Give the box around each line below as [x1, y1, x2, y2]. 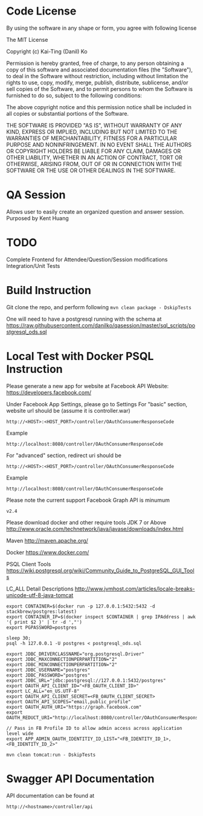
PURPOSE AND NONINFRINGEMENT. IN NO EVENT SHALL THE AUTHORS [6, 141, 192, 148]
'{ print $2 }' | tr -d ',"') [6, 619, 83, 625]
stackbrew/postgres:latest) [6, 608, 77, 615]
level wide [6, 731, 34, 737]
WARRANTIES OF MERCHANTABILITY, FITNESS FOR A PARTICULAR [6, 135, 177, 142]
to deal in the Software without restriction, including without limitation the [6, 72, 188, 79]
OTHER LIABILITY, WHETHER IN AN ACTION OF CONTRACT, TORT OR [6, 153, 182, 161]
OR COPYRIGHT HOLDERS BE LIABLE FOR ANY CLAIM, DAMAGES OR [6, 147, 181, 155]
